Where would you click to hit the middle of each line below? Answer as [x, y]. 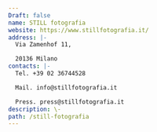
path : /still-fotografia [49, 116]
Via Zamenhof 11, [44, 45]
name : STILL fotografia [47, 23]
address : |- [27, 37]
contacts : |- [29, 66]
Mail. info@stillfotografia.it [66, 87]
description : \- [35, 109]
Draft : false [29, 15]
